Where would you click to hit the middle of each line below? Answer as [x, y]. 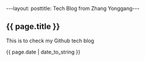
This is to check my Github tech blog [50, 41]
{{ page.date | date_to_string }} [43, 52]
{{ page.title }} [33, 26]
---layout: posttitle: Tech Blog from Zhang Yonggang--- [73, 8]
